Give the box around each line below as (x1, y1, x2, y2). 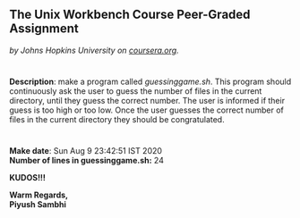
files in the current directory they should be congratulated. (9, 114, 226, 124)
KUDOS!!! (9, 172, 47, 183)
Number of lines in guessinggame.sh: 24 (9, 155, 164, 166)
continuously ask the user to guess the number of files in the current (9, 86, 262, 96)
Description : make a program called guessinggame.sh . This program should (9, 76, 292, 87)
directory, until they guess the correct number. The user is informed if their (9, 96, 285, 105)
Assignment (9, 21, 79, 37)
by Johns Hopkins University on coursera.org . (9, 45, 179, 55)
